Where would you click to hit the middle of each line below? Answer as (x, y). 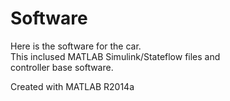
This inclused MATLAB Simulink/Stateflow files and (115, 56)
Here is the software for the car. (76, 46)
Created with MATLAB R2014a (72, 86)
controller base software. (62, 67)
